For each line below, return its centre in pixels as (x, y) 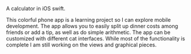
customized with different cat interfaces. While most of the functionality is (95, 38)
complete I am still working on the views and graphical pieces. (81, 45)
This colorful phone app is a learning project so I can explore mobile (88, 20)
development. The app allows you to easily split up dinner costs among (92, 26)
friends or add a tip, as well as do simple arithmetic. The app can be (88, 32)
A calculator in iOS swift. (36, 9)
